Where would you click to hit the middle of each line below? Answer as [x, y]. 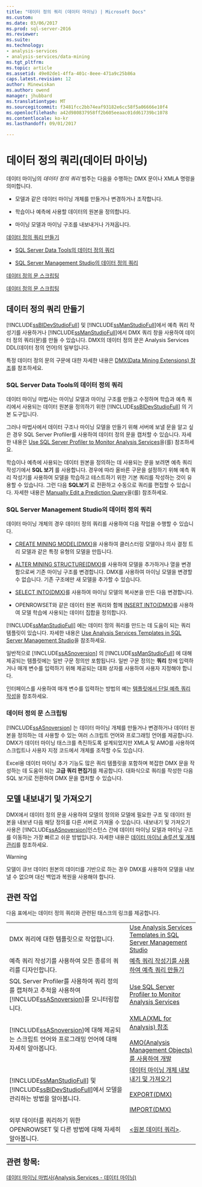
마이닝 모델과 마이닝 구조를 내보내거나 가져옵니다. [73, 225]
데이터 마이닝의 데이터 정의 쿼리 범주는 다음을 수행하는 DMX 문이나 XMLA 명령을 [101, 179]
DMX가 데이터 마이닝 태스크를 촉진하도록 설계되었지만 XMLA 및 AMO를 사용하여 [101, 743]
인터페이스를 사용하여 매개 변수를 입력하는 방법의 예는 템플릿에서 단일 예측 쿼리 [99, 689]
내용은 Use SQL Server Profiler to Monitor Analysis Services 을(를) [93, 442]
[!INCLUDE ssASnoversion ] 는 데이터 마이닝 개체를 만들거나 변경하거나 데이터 [97, 727]
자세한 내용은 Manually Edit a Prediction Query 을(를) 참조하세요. [91, 493]
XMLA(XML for [150, 1018]
